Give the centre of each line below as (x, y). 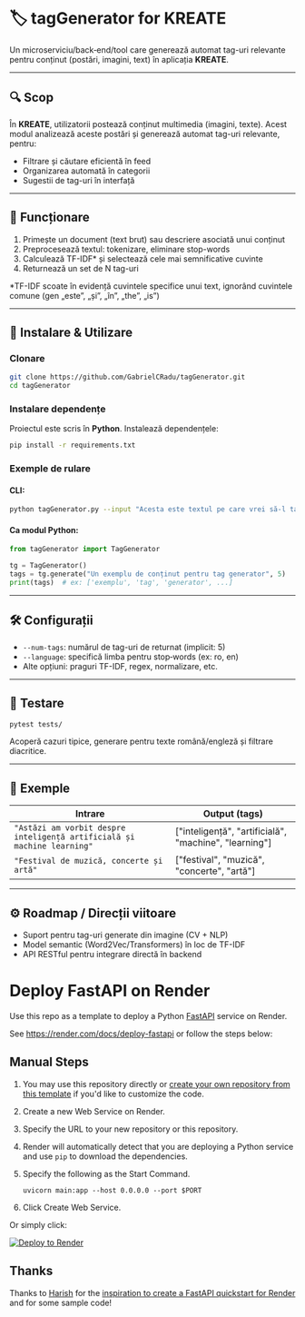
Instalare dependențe (58, 409)
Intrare (90, 814)
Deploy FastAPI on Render (110, 991)
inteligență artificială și (74, 837)
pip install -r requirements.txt (73, 446)
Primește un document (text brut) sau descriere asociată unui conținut (154, 239)
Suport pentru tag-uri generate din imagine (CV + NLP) (125, 935)
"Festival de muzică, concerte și (89, 861)
